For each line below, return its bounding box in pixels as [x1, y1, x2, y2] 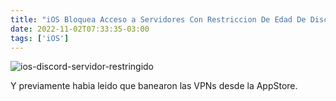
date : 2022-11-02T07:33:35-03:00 [10, 24, 150, 34]
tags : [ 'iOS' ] [10, 33, 70, 43]
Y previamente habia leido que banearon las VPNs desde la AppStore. [10, 80, 298, 92]
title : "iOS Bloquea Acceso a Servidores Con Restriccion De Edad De [10, 14, 307, 25]
